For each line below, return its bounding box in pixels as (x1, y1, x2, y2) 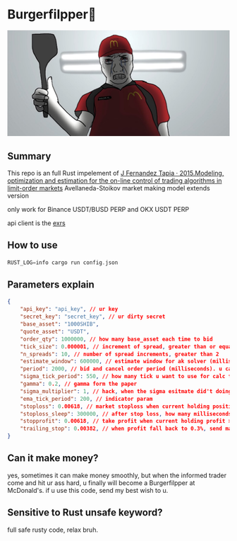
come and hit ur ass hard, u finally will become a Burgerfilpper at (7, 478, 195, 487)
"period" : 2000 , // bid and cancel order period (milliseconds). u (20, 365, 223, 372)
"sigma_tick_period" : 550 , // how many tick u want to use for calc (20, 373, 226, 380)
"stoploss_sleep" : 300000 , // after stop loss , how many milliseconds (20, 410, 232, 417)
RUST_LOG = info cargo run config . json (7, 258, 119, 266)
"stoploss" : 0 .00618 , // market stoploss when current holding (20, 403, 210, 410)
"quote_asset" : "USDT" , (20, 328, 90, 335)
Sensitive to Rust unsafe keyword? (7, 506, 163, 519)
